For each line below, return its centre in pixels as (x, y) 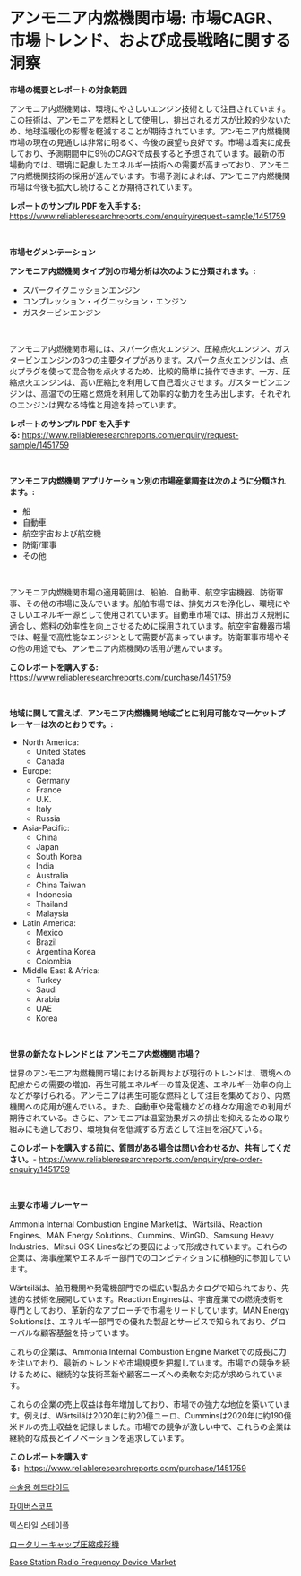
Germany (52, 780)
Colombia (53, 961)
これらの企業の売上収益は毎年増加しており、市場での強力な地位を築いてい (146, 1404)
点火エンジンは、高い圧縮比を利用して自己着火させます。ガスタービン (146, 382)
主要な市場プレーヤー (48, 1204)
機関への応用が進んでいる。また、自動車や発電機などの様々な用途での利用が (150, 1106)
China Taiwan (61, 885)
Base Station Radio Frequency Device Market (93, 1562)
